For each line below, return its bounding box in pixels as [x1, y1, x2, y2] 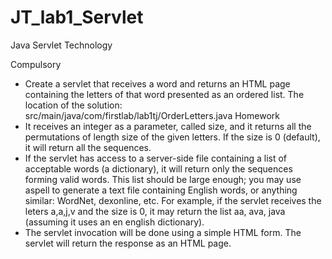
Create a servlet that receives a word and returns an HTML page [24, 77, 291, 90]
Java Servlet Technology [10, 39, 113, 51]
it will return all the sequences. [24, 141, 152, 153]
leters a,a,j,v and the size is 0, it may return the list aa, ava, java [24, 205, 286, 217]
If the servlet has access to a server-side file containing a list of [24, 152, 288, 164]
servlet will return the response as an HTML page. [24, 237, 232, 249]
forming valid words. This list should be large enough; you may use [24, 173, 302, 185]
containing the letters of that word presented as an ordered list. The [24, 88, 305, 100]
